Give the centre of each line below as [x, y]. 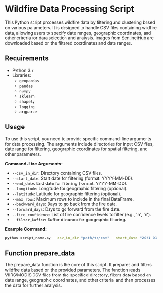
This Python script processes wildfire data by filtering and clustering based [80, 22]
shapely [27, 101]
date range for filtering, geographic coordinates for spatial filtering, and [76, 149]
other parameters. [23, 154]
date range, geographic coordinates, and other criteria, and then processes [80, 280]
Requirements [27, 59]
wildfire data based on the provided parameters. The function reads [73, 270]
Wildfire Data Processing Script [70, 9]
